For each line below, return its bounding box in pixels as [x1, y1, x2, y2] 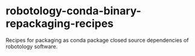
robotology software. [5, 43, 58, 50]
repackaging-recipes [5, 17, 114, 30]
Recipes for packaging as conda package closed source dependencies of [5, 36, 189, 43]
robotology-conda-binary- [5, 4, 141, 18]
